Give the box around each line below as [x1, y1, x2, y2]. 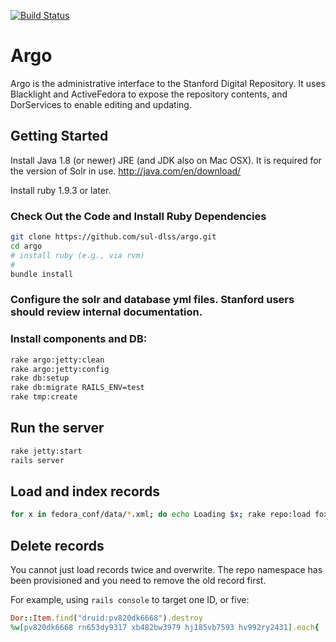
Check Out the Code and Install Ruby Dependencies [10, 209, 267, 223]
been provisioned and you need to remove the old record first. [10, 575, 267, 587]
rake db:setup [10, 373, 70, 384]
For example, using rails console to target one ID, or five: [10, 594, 250, 606]
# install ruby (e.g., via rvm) [10, 250, 145, 260]
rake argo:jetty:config [10, 364, 110, 374]
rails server [10, 455, 65, 465]
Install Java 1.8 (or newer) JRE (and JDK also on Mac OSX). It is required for [10, 154, 322, 166]
